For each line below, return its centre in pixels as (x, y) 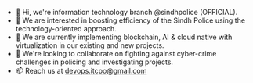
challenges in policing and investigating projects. (94, 62)
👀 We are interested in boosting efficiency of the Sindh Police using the (130, 20)
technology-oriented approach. (66, 29)
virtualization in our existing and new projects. (90, 45)
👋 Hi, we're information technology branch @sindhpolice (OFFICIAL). (127, 12)
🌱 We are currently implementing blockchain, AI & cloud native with (124, 37)
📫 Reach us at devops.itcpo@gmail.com (81, 71)
